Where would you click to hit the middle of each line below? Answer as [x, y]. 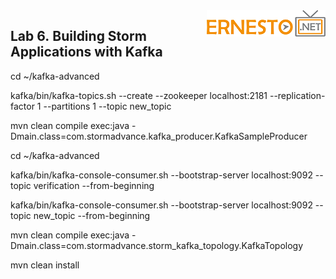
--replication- [297, 95]
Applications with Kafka [86, 52]
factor [22, 106]
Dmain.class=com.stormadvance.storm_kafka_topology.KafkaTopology [157, 245]
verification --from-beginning [94, 185]
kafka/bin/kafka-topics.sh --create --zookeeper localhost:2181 [139, 95]
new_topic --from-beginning [92, 215]
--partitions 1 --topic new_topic [107, 106]
